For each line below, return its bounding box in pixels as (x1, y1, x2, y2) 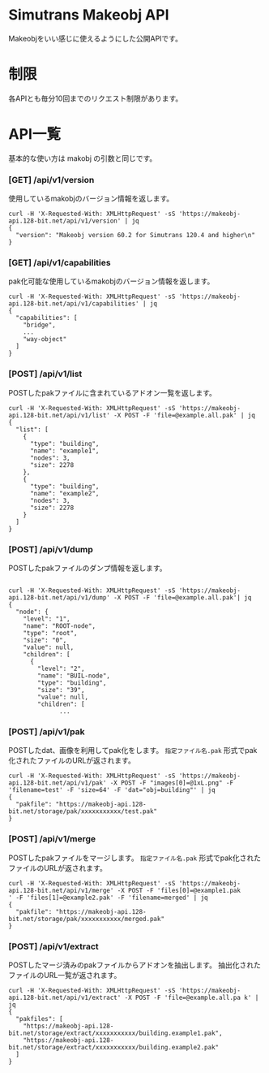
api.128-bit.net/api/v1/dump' (8, 594, 111, 602)
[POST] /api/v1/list (8, 368, 83, 379)
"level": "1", (23, 615, 70, 623)
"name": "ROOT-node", (23, 622, 96, 630)
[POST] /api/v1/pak (8, 725, 85, 737)
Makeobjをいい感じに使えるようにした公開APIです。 (8, 33, 182, 43)
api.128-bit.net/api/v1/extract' (8, 993, 122, 1002)
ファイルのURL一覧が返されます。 (8, 970, 122, 980)
